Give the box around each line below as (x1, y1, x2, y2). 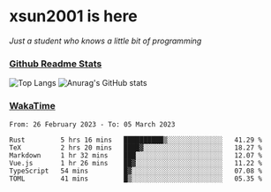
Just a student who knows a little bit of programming (9, 35, 202, 46)
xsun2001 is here (9, 6, 139, 27)
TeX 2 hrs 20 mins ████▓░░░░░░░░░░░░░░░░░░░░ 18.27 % (9, 143, 263, 152)
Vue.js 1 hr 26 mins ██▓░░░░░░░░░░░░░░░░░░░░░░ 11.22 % (9, 158, 263, 167)
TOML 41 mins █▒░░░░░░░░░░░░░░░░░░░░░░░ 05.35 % (9, 174, 263, 183)
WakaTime (9, 100, 56, 112)
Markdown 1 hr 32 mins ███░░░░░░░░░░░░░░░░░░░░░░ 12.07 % (9, 150, 263, 160)
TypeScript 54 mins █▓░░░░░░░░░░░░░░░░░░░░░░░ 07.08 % (9, 166, 263, 175)
